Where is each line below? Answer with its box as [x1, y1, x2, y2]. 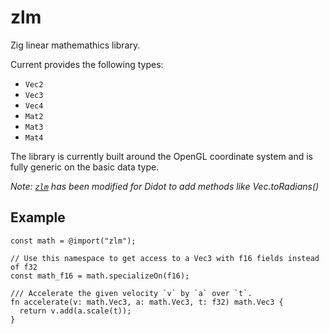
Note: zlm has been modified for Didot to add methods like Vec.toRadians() [10, 180, 320, 192]
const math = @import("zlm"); [10, 236, 137, 246]
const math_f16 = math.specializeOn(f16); [10, 271, 190, 281]
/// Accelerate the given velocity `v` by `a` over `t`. [10, 288, 253, 298]
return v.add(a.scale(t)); [19, 306, 132, 316]
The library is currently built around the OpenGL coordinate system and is [10, 150, 314, 162]
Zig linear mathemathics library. [10, 39, 141, 51]
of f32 [10, 262, 38, 272]
